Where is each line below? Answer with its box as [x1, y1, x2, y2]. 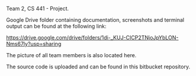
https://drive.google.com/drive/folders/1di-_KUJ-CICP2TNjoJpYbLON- [6, 34, 179, 41]
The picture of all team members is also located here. [6, 52, 137, 58]
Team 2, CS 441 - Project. [6, 5, 69, 12]
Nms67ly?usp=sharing [6, 41, 61, 47]
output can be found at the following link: [6, 23, 107, 29]
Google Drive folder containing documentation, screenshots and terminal [6, 16, 185, 23]
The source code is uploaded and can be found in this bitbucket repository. [6, 63, 191, 70]
